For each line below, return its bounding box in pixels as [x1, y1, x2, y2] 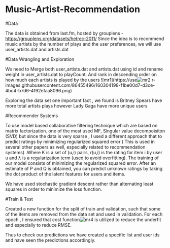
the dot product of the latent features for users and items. [5, 171, 126, 177]
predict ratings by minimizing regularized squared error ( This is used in [5, 138, 155, 145]
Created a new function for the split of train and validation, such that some [5, 205, 161, 211]
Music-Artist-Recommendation [5, 4, 141, 15]
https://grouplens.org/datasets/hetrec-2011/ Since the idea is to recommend [5, 36, 164, 42]
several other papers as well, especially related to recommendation [5, 144, 146, 150]
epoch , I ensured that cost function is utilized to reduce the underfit [5, 217, 161, 223]
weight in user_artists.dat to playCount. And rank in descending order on [5, 71, 157, 77]
